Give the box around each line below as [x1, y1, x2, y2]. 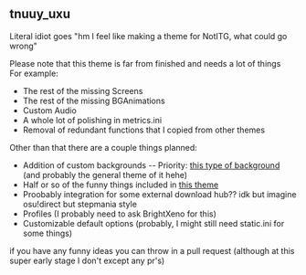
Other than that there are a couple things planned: [9, 142, 198, 153]
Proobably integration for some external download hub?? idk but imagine [22, 188, 297, 199]
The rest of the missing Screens [22, 85, 143, 96]
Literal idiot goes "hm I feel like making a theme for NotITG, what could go [9, 30, 288, 41]
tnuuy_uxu [9, 6, 71, 22]
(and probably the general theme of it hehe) [22, 169, 188, 180]
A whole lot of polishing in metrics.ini [22, 114, 163, 125]
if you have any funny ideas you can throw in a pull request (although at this [9, 245, 295, 256]
